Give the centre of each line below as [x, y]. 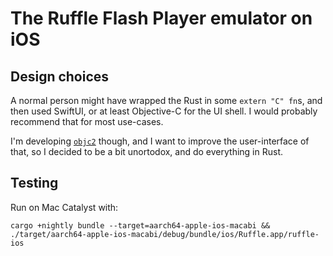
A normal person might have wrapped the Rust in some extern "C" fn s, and [166, 100]
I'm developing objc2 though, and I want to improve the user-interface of [160, 141]
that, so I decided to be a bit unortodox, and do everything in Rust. [147, 151]
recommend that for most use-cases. [87, 121]
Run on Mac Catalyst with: [64, 207]
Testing [34, 183]
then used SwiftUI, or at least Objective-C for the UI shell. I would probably [164, 111]
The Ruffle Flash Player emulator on [161, 18]
